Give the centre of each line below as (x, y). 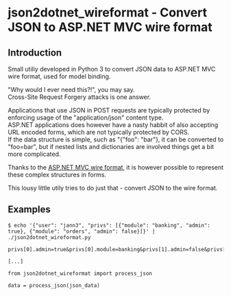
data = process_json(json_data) (54, 285)
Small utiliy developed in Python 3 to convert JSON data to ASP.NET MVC (112, 69)
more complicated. (34, 154)
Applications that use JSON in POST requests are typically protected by (109, 110)
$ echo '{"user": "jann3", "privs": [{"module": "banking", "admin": (109, 225)
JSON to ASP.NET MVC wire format (110, 27)
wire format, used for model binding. (59, 76)
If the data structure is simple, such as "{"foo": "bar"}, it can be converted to (116, 139)
